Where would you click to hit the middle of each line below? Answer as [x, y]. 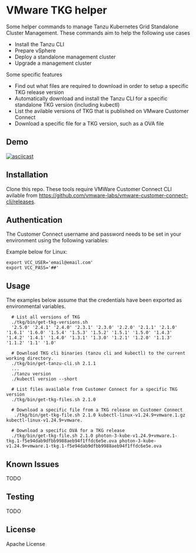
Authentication [34, 220]
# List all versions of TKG [46, 317]
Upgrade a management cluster [53, 63]
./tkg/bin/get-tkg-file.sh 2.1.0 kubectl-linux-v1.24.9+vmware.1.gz [99, 415]
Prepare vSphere [35, 50]
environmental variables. [36, 307]
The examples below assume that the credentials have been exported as [94, 300]
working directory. [30, 358]
